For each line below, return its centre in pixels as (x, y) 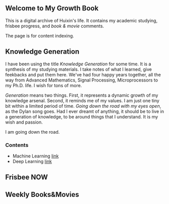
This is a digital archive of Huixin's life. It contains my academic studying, (81, 20)
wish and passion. (24, 122)
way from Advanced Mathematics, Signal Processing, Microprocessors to (81, 80)
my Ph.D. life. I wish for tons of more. (44, 85)
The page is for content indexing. (40, 35)
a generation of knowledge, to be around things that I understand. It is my (82, 116)
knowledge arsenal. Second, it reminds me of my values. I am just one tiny (82, 100)
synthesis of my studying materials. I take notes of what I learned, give (79, 69)
